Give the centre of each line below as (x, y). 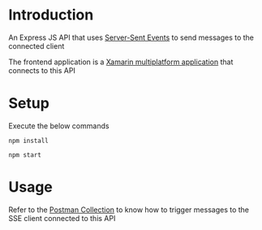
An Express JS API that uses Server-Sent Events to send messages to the (131, 37)
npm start (25, 155)
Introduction (51, 15)
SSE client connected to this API (62, 218)
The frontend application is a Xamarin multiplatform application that (121, 62)
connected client (37, 46)
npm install (28, 141)
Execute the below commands (59, 126)
